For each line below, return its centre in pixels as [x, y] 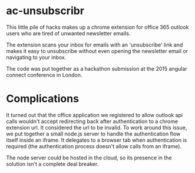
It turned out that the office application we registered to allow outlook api [95, 115]
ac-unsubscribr [45, 11]
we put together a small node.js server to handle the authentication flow [93, 134]
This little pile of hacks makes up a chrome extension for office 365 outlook [98, 27]
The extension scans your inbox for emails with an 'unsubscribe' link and [95, 45]
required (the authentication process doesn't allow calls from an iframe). [94, 146]
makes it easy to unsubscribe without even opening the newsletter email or [97, 51]
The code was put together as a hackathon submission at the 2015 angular [97, 68]
